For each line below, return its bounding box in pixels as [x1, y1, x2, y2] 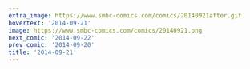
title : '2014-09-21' [8, 48, 78, 56]
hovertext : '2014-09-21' [8, 19, 91, 27]
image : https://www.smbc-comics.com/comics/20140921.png [8, 26, 203, 34]
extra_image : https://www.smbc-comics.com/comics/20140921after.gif [8, 11, 242, 20]
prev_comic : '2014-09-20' [8, 41, 95, 49]
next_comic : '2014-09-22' [8, 33, 95, 42]
